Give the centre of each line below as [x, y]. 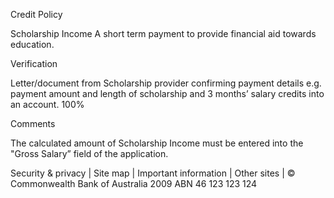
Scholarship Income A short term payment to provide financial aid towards [163, 33]
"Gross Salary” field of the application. [89, 153]
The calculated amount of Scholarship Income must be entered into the [157, 143]
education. [32, 44]
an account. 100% [47, 104]
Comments [33, 123]
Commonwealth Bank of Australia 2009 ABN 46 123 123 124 [134, 183]
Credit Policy [36, 14]
